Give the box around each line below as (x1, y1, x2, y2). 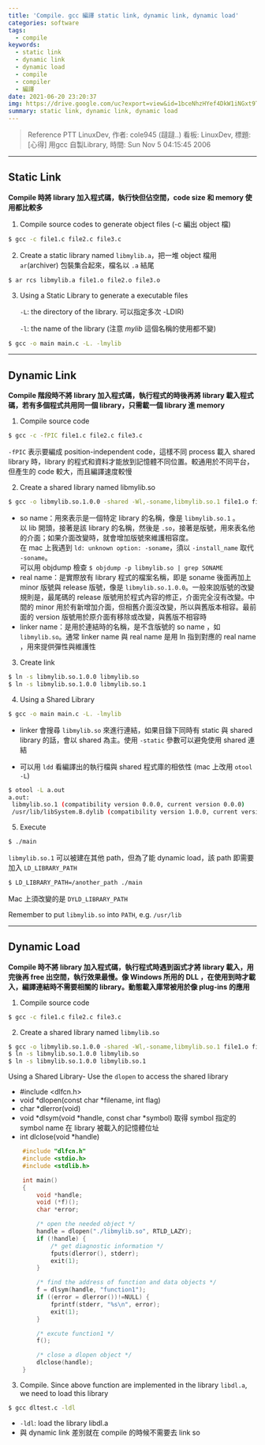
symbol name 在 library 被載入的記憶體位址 (19, 1123, 159, 1132)
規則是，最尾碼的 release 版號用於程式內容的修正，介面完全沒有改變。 (19, 593, 248, 601)
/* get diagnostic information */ (50, 1242, 164, 1250)
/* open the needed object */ (36, 1220, 136, 1228)
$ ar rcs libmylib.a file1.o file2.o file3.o (8, 276, 160, 284)
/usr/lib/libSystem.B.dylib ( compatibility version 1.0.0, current (11, 808, 238, 816)
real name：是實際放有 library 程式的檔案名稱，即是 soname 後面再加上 (19, 573, 252, 582)
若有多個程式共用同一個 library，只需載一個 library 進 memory (21, 400, 225, 410)
